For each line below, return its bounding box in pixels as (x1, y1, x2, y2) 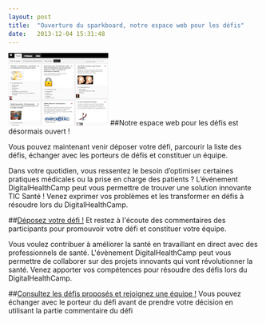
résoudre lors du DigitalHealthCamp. (8, 200, 129, 209)
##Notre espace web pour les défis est (109, 118, 239, 128)
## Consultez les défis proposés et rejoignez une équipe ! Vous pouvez (8, 289, 242, 299)
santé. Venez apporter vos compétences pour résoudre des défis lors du (8, 265, 248, 275)
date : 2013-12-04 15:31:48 (8, 30, 105, 38)
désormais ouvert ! (8, 126, 70, 136)
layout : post (8, 13, 52, 21)
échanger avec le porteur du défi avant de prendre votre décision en (8, 297, 234, 307)
